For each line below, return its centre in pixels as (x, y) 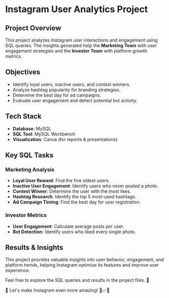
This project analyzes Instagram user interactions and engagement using (82, 40)
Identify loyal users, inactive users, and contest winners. (72, 84)
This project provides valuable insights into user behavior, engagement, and (84, 260)
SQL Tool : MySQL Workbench (44, 134)
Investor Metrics (26, 215)
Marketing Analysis (30, 169)
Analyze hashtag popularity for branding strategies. (66, 90)
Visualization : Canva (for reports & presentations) (65, 139)
